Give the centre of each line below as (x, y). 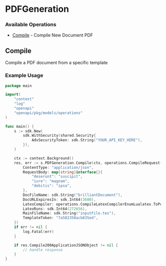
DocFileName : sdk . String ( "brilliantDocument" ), (73, 195)
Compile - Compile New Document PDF (53, 35)
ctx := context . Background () (44, 158)
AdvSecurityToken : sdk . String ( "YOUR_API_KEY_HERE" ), (87, 140)
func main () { (20, 126)
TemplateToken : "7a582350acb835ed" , (61, 218)
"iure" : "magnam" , (50, 181)
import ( (13, 95)
